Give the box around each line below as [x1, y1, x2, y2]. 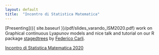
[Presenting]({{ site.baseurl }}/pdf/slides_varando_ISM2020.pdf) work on [5, 25, 153, 31]
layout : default [5, 7, 38, 12]
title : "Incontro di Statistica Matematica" [5, 12, 100, 17]
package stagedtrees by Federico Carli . [5, 35, 85, 41]
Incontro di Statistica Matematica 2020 [5, 45, 84, 51]
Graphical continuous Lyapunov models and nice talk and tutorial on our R [5, 30, 155, 36]
